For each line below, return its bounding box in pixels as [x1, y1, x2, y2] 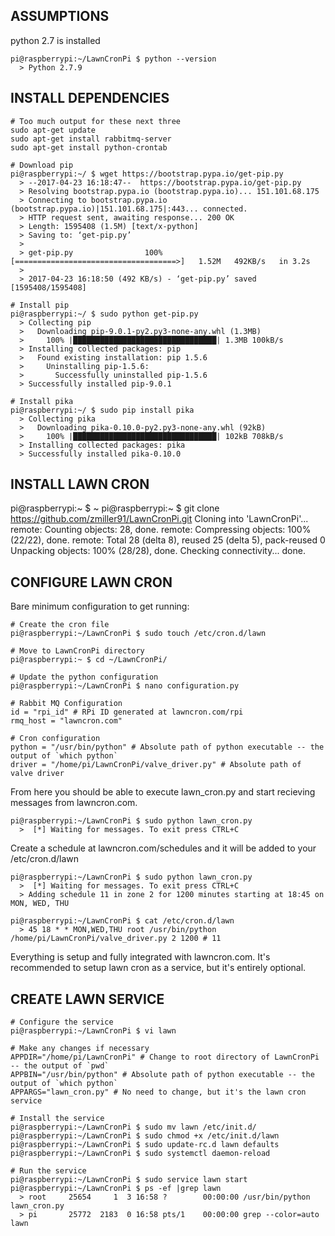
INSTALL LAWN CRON [10, 476, 150, 493]
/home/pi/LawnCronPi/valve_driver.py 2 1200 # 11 [10, 934, 222, 944]
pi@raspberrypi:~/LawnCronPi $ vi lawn [10, 1026, 177, 1036]
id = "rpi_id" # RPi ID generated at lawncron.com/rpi [10, 707, 244, 718]
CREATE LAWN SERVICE [10, 990, 165, 1008]
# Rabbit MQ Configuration [10, 699, 123, 709]
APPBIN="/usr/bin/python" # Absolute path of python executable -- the [10, 1070, 315, 1080]
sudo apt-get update [10, 125, 97, 135]
